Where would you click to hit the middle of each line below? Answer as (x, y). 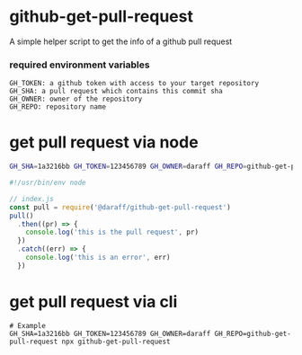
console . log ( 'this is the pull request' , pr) (112, 232)
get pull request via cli (93, 302)
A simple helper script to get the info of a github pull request (121, 41)
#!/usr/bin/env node (48, 183)
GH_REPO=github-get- (253, 333)
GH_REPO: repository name (58, 107)
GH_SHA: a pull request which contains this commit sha (116, 92)
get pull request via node (104, 142)
